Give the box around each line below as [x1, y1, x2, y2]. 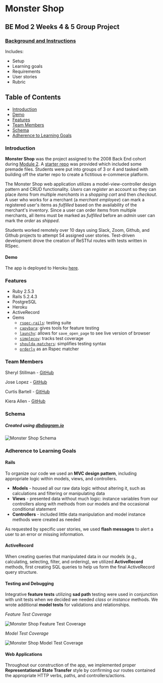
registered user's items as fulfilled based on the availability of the [5, 202, 137, 208]
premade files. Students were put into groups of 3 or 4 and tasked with [5, 166, 149, 172]
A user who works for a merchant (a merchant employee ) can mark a [5, 196, 145, 202]
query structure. [5, 569, 38, 575]
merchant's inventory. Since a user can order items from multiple [5, 207, 136, 213]
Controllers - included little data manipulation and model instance [12, 511, 146, 517]
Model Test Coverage [5, 630, 49, 636]
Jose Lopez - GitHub [5, 379, 48, 385]
